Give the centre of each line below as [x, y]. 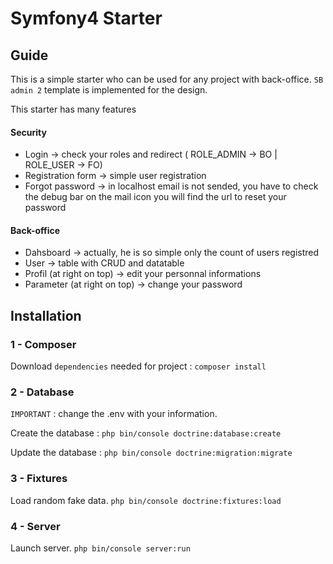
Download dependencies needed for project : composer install [138, 366]
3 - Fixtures [39, 479]
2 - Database [42, 392]
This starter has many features [73, 109]
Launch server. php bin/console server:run [100, 548]
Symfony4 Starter [86, 18]
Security [28, 132]
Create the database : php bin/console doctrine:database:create [146, 433]
